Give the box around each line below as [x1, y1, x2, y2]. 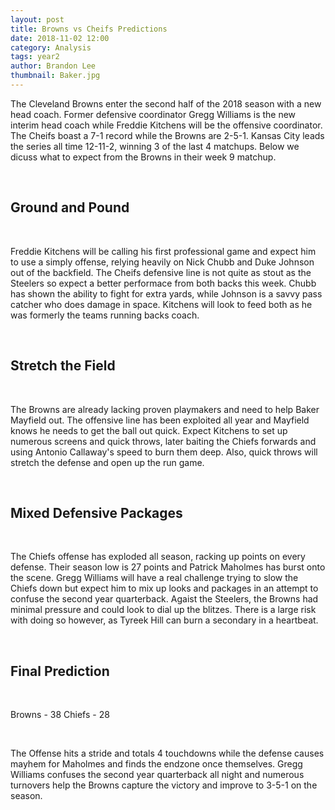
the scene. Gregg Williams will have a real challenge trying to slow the [10, 572, 299, 584]
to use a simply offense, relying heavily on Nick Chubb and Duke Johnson [10, 256, 315, 268]
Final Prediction [10, 662, 110, 680]
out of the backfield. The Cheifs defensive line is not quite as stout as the [10, 266, 312, 278]
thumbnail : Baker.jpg [10, 71, 101, 81]
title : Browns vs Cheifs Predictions [10, 24, 168, 34]
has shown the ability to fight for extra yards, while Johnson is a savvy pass [10, 287, 323, 300]
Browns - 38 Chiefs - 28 [10, 709, 110, 721]
